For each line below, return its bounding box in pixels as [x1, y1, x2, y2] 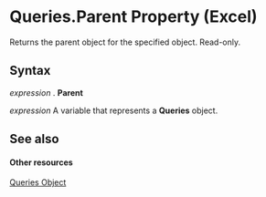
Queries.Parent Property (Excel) [9, 6, 258, 27]
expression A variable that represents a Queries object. [9, 105, 218, 116]
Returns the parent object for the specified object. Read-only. [9, 36, 241, 47]
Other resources [9, 157, 73, 168]
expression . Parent [9, 87, 84, 98]
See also [9, 131, 59, 147]
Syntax [9, 63, 51, 78]
